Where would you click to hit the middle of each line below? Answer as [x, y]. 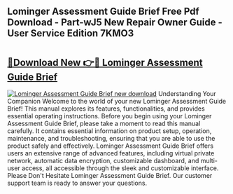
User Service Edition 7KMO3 [71, 33]
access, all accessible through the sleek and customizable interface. [120, 168]
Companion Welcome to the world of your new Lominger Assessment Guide [117, 101]
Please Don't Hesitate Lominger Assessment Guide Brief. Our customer [110, 175]
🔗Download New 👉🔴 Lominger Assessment [105, 62]
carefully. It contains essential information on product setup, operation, [110, 131]
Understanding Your [188, 93]
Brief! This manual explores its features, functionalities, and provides [106, 109]
